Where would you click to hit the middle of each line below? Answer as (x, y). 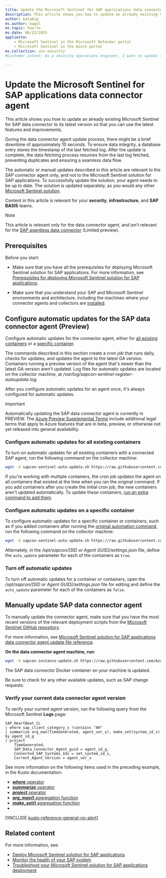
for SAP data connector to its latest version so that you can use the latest (79, 125)
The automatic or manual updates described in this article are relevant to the (83, 170)
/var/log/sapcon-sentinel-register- (98, 374)
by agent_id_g (20, 736)
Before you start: (22, 258)
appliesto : (16, 38)
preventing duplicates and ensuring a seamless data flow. (64, 160)
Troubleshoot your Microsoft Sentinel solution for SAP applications (80, 865)
